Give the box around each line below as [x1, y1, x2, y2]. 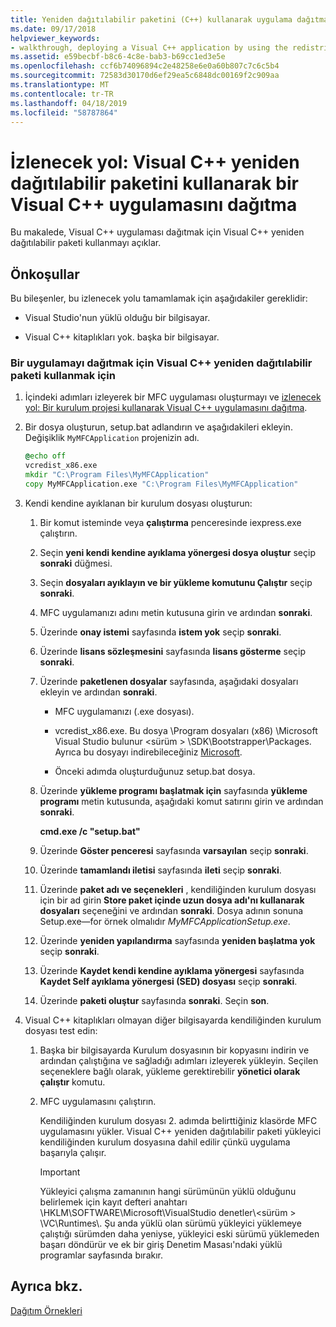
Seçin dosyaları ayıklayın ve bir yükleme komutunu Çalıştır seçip [39, 576, 313, 588]
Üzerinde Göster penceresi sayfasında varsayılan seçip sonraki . [39, 844, 309, 856]
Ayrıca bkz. [10, 1278, 83, 1295]
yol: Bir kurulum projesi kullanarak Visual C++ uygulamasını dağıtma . [24, 402, 308, 414]
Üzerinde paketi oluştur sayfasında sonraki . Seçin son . [39, 994, 270, 1006]
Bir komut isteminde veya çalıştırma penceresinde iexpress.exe [39, 516, 302, 528]
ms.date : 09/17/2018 [10, 24, 97, 34]
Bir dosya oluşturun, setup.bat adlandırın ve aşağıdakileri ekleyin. [24, 421, 293, 433]
